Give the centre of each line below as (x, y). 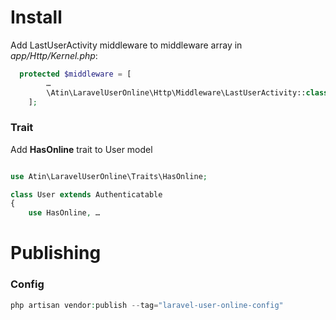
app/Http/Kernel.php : (54, 55)
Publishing (56, 253)
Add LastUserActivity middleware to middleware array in (126, 45)
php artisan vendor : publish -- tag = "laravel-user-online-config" (147, 305)
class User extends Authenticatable (86, 194)
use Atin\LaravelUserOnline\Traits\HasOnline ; (109, 176)
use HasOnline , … (64, 213)
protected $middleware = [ (75, 74)
